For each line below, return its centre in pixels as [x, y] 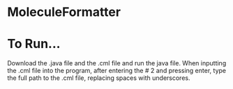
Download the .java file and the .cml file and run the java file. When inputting [117, 63]
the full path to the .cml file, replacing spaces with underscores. [99, 78]
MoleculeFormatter [64, 12]
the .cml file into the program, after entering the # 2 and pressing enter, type [117, 71]
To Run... [34, 44]
